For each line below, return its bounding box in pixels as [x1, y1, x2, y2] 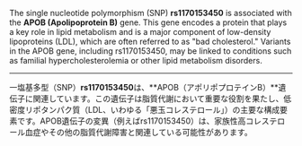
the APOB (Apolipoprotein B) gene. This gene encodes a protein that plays [9, 17, 288, 28]
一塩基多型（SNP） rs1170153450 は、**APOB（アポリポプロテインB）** [9, 82, 279, 92]
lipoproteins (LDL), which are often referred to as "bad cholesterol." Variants [9, 36, 291, 47]
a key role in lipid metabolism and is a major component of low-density [9, 27, 271, 37]
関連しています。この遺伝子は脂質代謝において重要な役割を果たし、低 [32, 93, 292, 104]
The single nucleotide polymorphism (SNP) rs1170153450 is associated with [9, 8, 292, 18]
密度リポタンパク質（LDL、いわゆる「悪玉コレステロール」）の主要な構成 [9, 105, 280, 115]
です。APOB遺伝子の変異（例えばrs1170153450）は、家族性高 [16, 116, 246, 126]
